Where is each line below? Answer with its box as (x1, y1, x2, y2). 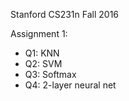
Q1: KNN (24, 47, 60, 59)
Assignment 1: (10, 28, 68, 39)
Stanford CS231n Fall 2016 (10, 9, 120, 20)
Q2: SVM (24, 58, 63, 69)
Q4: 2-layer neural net (24, 79, 117, 91)
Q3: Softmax (24, 69, 77, 80)
